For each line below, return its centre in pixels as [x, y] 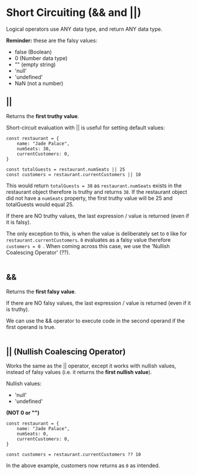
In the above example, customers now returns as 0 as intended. [83, 466]
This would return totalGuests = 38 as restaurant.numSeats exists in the [94, 186]
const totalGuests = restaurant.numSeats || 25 [66, 169]
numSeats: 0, [33, 434]
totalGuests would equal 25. [40, 204]
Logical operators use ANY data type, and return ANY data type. [84, 29]
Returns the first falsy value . [41, 291]
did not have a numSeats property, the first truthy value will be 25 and [89, 198]
